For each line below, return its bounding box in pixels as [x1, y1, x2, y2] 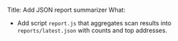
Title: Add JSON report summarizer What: [7, 6, 126, 14]
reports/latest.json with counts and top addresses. [17, 27, 168, 34]
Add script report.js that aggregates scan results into [17, 19, 172, 27]
